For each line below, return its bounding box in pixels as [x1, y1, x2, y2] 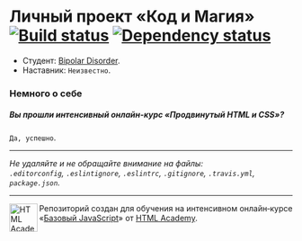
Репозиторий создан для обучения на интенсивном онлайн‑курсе [39, 202, 293, 213]
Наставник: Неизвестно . [22, 65, 111, 76]
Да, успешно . [9, 132, 57, 143]
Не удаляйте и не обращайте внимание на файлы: [9, 157, 204, 168]
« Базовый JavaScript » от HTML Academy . [39, 212, 198, 223]
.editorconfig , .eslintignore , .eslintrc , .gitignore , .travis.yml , [9, 167, 255, 178]
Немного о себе [9, 87, 83, 100]
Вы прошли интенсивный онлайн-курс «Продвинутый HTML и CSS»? [9, 110, 285, 120]
